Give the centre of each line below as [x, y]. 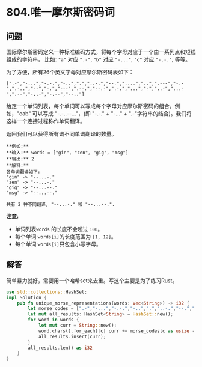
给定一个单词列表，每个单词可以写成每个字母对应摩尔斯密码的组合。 [90, 106]
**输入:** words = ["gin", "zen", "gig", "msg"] [67, 153]
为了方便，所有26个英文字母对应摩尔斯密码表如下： [70, 72]
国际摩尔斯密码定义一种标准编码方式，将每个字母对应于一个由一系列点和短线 [101, 52]
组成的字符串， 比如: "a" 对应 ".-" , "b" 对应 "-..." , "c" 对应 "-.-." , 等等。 [99, 59]
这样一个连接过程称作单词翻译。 [46, 121]
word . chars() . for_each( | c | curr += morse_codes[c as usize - [117, 331]
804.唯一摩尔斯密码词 [61, 12]
